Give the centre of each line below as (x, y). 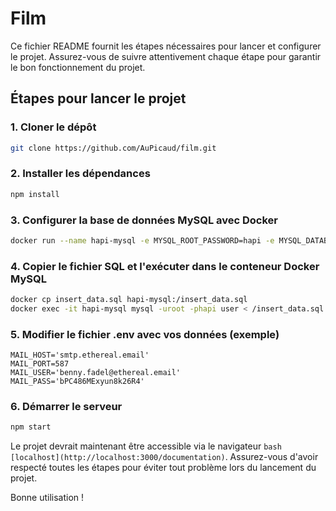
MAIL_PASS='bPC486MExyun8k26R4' (77, 382)
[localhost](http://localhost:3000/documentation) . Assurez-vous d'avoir (164, 457)
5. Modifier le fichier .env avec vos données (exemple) (145, 334)
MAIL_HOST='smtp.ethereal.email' (80, 355)
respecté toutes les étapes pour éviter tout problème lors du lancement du (163, 468)
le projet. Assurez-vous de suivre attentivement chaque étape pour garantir (166, 56)
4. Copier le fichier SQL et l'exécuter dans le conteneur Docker (165, 266)
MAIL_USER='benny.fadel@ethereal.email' (96, 373)
